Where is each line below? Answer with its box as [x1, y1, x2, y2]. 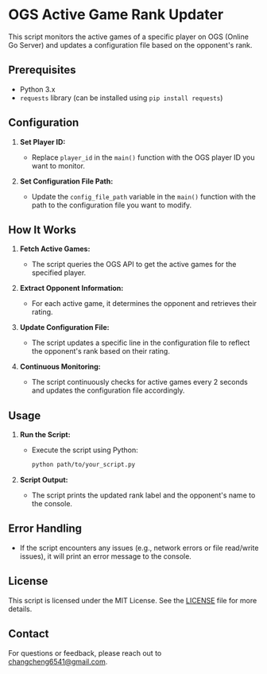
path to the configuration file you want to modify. [31, 200, 192, 210]
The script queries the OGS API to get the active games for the [31, 260, 237, 269]
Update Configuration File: [19, 323, 110, 332]
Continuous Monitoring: [19, 362, 101, 371]
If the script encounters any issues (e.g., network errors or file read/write [19, 543, 259, 552]
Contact [8, 627, 49, 641]
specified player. [31, 268, 87, 277]
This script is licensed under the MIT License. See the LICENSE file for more [8, 595, 257, 605]
